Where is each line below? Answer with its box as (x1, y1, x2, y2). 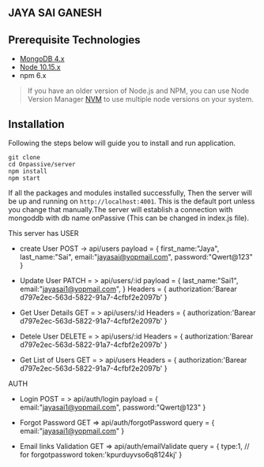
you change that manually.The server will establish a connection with (8, 205, 233, 215)
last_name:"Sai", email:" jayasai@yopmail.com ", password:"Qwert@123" (19, 252, 253, 262)
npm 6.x (19, 71, 47, 80)
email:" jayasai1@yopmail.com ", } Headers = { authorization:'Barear (19, 284, 237, 294)
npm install (8, 167, 47, 176)
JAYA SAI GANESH (8, 6, 103, 20)
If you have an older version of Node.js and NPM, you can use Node (27, 86, 250, 95)
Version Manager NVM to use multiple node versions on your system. (27, 95, 255, 104)
